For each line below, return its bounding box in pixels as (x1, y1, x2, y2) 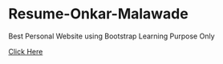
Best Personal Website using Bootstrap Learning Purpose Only (8, 31, 215, 41)
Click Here (8, 46, 43, 56)
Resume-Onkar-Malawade (8, 5, 189, 23)
